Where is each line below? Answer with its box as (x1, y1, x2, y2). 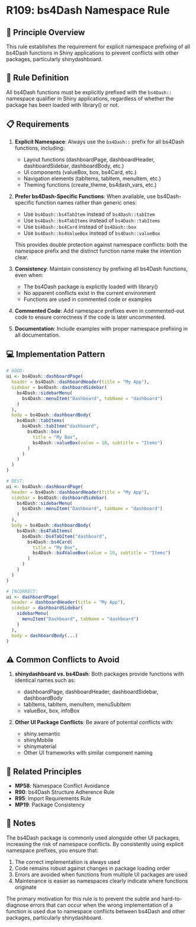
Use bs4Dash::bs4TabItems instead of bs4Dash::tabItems (23, 216, 161, 224)
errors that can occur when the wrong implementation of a (30, 901, 173, 909)
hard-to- (161, 895, 182, 902)
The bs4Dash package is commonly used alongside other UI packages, (6, 834, 181, 841)
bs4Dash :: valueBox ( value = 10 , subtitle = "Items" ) (32, 439, 163, 446)
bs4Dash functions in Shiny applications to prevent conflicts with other (6, 49, 179, 56)
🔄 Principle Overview (6, 27, 85, 37)
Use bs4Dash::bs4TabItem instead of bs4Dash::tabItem (23, 210, 155, 218)
